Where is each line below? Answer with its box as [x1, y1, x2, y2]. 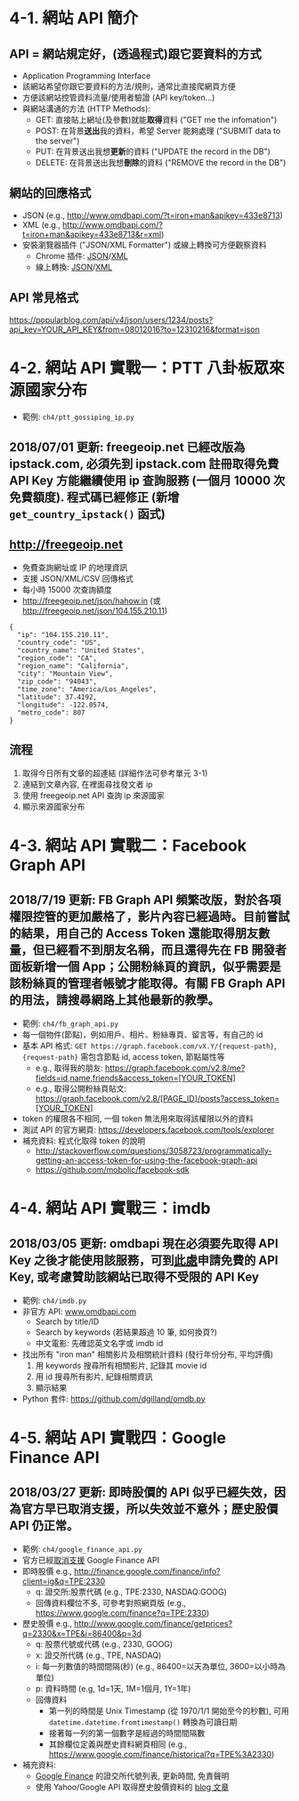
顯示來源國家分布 [21, 801, 85, 812]
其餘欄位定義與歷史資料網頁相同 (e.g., [48, 1739, 188, 1749]
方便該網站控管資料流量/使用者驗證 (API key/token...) [21, 93, 215, 102]
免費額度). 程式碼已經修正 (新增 [9, 489, 180, 505]
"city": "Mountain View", [17, 669, 114, 678]
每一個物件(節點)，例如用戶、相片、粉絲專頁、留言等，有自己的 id [21, 1029, 263, 1039]
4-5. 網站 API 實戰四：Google [9, 1427, 227, 1448]
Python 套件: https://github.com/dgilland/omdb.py [21, 1393, 206, 1404]
